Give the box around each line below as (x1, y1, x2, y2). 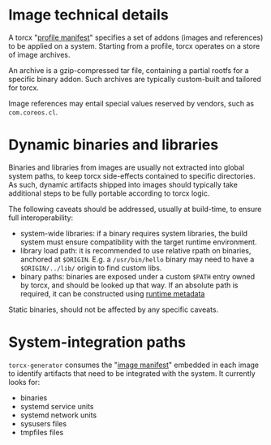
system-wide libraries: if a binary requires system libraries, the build (19, 228, 248, 238)
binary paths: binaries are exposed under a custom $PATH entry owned (19, 271, 256, 281)
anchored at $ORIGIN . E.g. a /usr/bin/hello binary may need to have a (19, 254, 255, 264)
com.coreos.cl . (8, 107, 58, 117)
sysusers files (19, 418, 67, 428)
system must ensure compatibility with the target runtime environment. (19, 237, 257, 247)
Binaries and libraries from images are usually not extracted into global (8, 162, 245, 172)
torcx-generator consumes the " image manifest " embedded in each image (8, 360, 260, 369)
